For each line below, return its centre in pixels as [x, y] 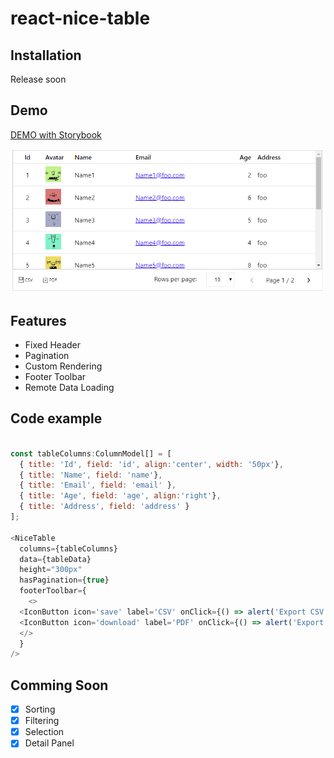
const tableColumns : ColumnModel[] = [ [91, 453]
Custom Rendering [63, 366]
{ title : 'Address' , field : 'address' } [104, 507]
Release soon [38, 79]
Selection [44, 732]
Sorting [40, 709]
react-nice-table [80, 18]
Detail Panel [49, 743]
